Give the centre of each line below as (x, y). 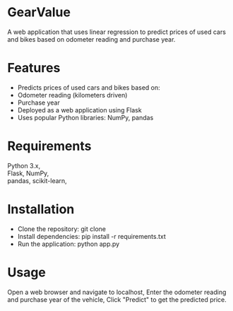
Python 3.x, (24, 165)
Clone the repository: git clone (61, 229)
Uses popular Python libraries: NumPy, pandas (85, 117)
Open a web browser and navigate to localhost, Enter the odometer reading (117, 292)
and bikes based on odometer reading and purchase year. (91, 39)
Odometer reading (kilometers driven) (72, 95)
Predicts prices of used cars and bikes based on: (89, 87)
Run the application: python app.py (68, 244)
